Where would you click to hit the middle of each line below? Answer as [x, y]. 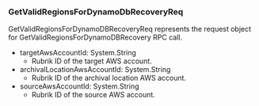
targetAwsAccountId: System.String [78, 53]
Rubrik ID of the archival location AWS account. [109, 78]
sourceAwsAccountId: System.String [79, 86]
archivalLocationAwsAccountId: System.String [95, 70]
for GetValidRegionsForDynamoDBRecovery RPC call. [95, 37]
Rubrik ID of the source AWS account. [93, 95]
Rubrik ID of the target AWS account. [91, 61]
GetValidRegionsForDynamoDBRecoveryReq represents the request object [130, 29]
